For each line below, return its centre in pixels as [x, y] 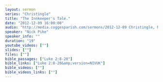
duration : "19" [20, 41]
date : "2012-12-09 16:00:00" [34, 23]
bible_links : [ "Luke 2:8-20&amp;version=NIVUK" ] [55, 63]
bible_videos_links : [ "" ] [31, 72]
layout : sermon [20, 9]
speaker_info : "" [23, 37]
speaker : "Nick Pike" [27, 32]
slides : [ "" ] [18, 50]
